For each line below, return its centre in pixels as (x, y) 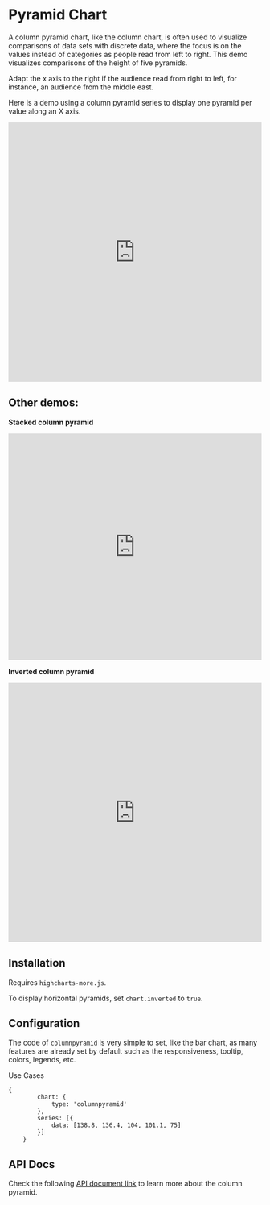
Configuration (44, 1023)
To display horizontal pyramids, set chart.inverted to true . (106, 998)
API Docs (32, 1164)
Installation (37, 963)
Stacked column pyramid (51, 422)
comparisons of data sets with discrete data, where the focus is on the (125, 45)
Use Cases (26, 1075)
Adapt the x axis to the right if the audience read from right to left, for (123, 78)
